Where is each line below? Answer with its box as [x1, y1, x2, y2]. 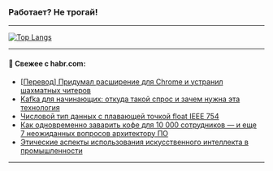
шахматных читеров [19, 85, 92, 95]
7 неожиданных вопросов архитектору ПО [19, 128, 169, 138]
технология [19, 102, 61, 112]
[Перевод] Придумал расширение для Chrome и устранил [19, 76, 223, 87]
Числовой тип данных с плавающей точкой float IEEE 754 [19, 111, 219, 121]
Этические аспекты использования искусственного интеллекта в [19, 137, 249, 147]
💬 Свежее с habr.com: [8, 58, 86, 68]
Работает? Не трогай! [8, 6, 98, 18]
